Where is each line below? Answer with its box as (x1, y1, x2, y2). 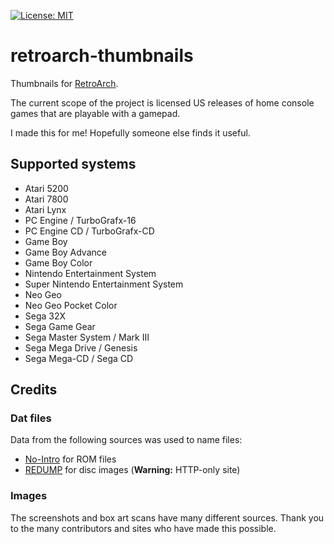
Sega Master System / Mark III (24, 331, 150, 343)
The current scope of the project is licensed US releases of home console (10, 96, 315, 109)
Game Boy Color (24, 256, 93, 269)
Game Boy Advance (24, 246, 107, 258)
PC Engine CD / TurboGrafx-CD (24, 225, 155, 237)
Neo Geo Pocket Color (24, 299, 118, 311)
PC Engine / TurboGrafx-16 (24, 214, 137, 226)
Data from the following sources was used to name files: (10, 434, 243, 446)
